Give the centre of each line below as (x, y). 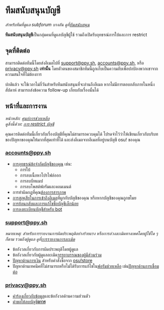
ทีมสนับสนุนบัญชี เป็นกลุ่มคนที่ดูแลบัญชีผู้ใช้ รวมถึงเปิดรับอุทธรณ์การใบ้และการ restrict (76, 34)
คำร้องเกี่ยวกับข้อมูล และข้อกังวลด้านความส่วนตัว (51, 296)
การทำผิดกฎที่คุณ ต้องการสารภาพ (39, 192)
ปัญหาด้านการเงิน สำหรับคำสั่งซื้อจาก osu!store (52, 261)
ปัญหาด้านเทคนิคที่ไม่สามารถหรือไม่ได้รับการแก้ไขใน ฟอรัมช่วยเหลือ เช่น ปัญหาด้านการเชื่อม (86, 266)
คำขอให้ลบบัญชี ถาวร (29, 302)
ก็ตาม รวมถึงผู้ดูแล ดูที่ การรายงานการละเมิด (40, 239)
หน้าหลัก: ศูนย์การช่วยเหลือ (28, 118)
